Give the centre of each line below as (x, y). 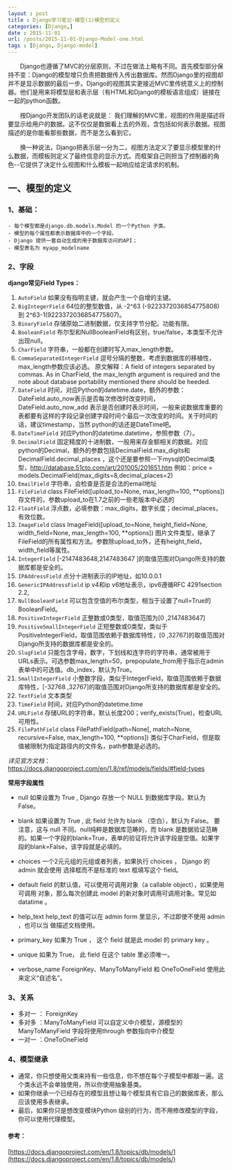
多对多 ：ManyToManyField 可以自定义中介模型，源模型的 (100, 1022)
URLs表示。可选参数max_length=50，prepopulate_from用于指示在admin (120, 661)
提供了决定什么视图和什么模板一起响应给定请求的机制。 (104, 164)
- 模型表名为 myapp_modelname (49, 248)
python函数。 (45, 100)
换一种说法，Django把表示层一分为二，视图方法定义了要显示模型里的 (118, 147)
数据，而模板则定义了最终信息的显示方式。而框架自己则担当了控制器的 (113, 156)
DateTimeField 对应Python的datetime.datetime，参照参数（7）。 (108, 433)
